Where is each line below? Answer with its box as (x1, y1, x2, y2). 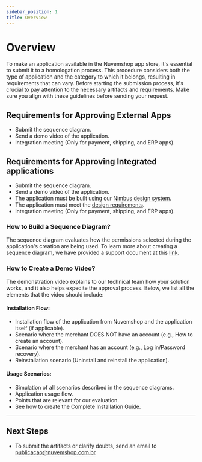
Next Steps (6, 426, 49, 437)
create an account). (14, 337, 64, 344)
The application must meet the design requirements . (14, 201, 145, 208)
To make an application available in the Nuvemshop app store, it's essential (6, 60, 192, 68)
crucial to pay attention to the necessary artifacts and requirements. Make (6, 86, 189, 94)
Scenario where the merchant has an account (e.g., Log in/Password (14, 344, 185, 351)
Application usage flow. (14, 390, 73, 397)
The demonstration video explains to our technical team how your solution (6, 278, 191, 285)
